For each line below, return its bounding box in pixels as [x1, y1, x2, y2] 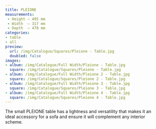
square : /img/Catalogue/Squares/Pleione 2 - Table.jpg [9, 76, 126, 81]
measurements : [5, 12, 35, 17]
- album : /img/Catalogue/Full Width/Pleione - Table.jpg [5, 63, 126, 67]
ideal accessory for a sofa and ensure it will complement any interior [5, 114, 146, 120]
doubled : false [9, 53, 41, 59]
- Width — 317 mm [7, 21, 46, 26]
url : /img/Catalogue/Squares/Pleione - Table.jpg [9, 49, 114, 54]
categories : [5, 30, 30, 35]
